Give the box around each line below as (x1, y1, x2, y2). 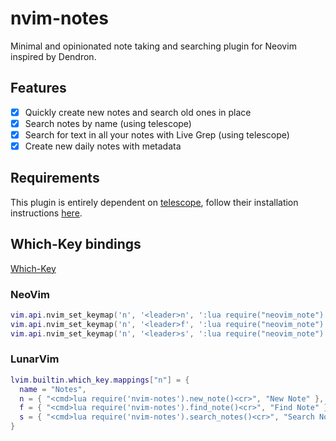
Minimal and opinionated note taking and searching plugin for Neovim (10, 40, 297, 52)
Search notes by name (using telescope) (24, 117, 192, 129)
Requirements (10, 170, 100, 187)
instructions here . (10, 207, 83, 219)
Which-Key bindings (10, 236, 142, 253)
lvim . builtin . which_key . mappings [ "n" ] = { (10, 375, 190, 385)
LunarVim (10, 352, 60, 366)
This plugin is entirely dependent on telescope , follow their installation (10, 196, 299, 208)
